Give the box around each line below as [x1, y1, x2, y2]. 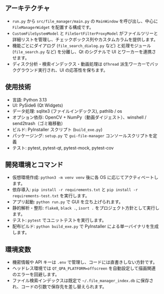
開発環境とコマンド [5, 161, 63, 169]
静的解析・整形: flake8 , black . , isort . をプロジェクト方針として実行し [12, 205, 160, 211]
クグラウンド [12, 67, 38, 73]
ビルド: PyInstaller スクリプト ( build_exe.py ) [12, 126, 103, 132]
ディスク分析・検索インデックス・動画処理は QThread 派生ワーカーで [12, 61, 150, 67]
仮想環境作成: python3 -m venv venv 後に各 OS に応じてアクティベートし [12, 174, 159, 180]
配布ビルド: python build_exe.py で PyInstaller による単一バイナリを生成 [12, 223, 159, 229]
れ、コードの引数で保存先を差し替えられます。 [12, 284, 107, 290]
